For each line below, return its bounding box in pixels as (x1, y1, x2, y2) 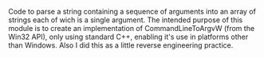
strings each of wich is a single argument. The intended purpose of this (8, 15, 243, 25)
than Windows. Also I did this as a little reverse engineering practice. (8, 41, 234, 50)
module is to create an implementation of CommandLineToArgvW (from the (8, 24, 255, 33)
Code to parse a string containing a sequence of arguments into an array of (8, 7, 257, 16)
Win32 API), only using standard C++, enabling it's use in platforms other (8, 32, 249, 41)
